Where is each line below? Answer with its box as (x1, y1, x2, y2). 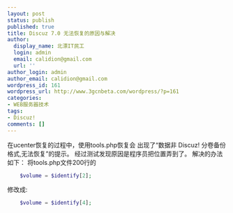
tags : (7, 108, 23, 115)
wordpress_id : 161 (7, 82, 61, 89)
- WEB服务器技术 (7, 101, 50, 108)
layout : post (7, 10, 45, 17)
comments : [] (7, 120, 45, 128)
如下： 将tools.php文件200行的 (7, 158, 96, 166)
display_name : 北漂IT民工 (13, 43, 85, 50)
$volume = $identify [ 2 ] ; (20, 172, 92, 179)
